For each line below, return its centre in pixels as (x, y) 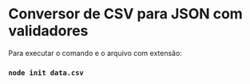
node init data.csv (46, 72)
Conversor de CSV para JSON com (126, 14)
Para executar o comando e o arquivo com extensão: (95, 53)
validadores (48, 31)
